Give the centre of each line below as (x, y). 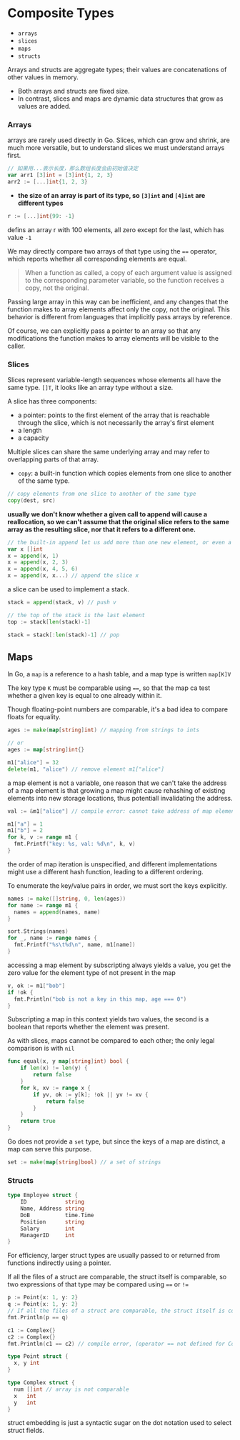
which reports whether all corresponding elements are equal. (97, 259)
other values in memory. (43, 77)
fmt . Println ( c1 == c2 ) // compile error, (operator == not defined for (116, 1344)
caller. (16, 346)
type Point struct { (38, 1356)
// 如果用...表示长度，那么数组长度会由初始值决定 (73, 169)
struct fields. (26, 1431)
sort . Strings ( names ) (38, 931)
